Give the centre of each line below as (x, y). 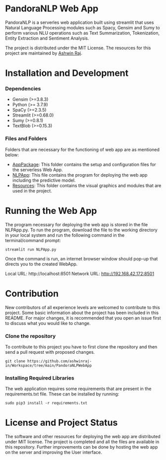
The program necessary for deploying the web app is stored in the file (77, 224)
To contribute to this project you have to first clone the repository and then (81, 347)
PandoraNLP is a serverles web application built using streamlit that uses (80, 22)
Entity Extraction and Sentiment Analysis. (47, 38)
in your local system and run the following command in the (65, 235)
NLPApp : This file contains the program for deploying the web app (80, 175)
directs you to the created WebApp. (41, 264)
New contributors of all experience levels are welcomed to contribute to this (83, 307)
